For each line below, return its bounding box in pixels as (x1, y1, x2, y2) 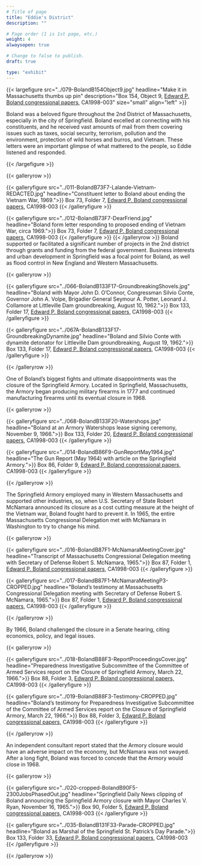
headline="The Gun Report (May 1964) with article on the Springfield (6, 455, 176, 462)
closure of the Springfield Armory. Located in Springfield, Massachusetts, (6, 381, 188, 389)
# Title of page (6, 8, 47, 15)
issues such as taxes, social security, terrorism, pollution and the (6, 129, 166, 137)
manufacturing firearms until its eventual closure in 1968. (6, 394, 147, 401)
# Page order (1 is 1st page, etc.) (6, 31, 98, 37)
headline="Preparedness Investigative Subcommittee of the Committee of (6, 662, 189, 669)
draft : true (6, 58, 36, 64)
